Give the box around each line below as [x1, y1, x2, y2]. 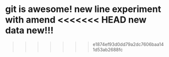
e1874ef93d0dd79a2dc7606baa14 [93, 41, 164, 47]
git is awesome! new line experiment [5, 3, 161, 15]
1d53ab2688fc [93, 46, 123, 52]
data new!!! [5, 25, 54, 36]
